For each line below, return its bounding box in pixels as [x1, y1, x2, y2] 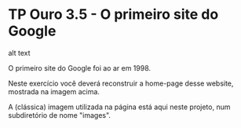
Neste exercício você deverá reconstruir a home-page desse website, [8, 79, 234, 88]
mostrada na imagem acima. [8, 86, 100, 96]
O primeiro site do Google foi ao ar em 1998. [8, 63, 152, 72]
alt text [8, 48, 31, 57]
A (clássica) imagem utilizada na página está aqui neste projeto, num [8, 102, 231, 112]
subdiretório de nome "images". [8, 110, 111, 119]
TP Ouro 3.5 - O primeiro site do [8, 5, 219, 24]
